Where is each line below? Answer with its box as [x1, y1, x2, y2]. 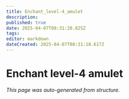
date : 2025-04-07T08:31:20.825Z [6, 25, 86, 31]
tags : [6, 31, 20, 37]
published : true [6, 19, 46, 25]
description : [6, 14, 38, 20]
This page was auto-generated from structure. [6, 86, 120, 93]
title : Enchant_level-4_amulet [6, 8, 83, 15]
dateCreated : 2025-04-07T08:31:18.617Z [6, 42, 105, 48]
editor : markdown [6, 36, 49, 42]
